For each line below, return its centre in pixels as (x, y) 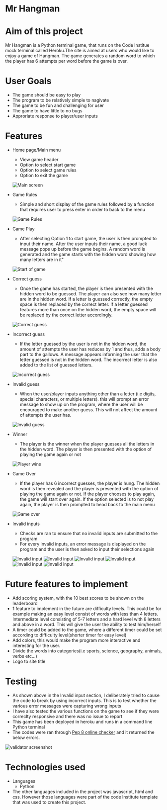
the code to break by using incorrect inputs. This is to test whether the (84, 700)
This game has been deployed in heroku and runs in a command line (82, 721)
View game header (39, 159)
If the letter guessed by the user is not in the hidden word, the (83, 344)
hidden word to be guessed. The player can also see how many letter (90, 294)
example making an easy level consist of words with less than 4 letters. (85, 614)
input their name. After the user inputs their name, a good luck (83, 244)
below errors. (26, 737)
